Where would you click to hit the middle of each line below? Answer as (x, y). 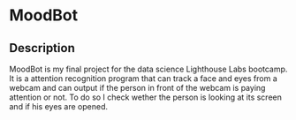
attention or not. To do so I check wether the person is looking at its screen (146, 97)
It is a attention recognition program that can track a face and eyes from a (144, 79)
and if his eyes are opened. (59, 106)
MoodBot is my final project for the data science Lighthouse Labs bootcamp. (148, 69)
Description (42, 48)
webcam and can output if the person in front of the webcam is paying (137, 88)
